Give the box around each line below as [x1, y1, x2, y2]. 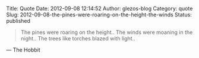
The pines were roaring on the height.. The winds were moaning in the [20, 29, 193, 36]
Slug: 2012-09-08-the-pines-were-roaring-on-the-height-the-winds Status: [6, 11, 192, 18]
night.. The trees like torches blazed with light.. [20, 35, 135, 42]
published [6, 18, 31, 24]
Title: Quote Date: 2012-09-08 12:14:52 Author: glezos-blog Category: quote [6, 5, 193, 12]
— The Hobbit [6, 46, 40, 53]
